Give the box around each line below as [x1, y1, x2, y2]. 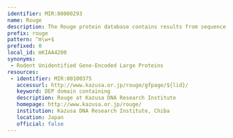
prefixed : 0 [7, 43, 42, 49]
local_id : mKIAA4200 [7, 49, 68, 56]
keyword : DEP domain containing [16, 88, 111, 95]
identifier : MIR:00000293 [7, 10, 82, 17]
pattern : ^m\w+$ [7, 36, 54, 43]
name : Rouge [7, 17, 42, 24]
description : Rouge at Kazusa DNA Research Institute [16, 95, 176, 102]
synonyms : [7, 56, 36, 63]
